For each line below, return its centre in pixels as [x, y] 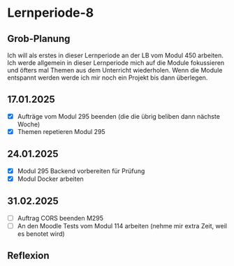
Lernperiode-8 [51, 13]
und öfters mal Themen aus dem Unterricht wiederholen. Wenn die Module [115, 70]
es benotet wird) [41, 234]
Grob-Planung [39, 39]
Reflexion [29, 256]
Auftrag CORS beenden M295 [60, 218]
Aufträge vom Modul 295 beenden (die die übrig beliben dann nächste [118, 116]
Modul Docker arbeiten [50, 179]
